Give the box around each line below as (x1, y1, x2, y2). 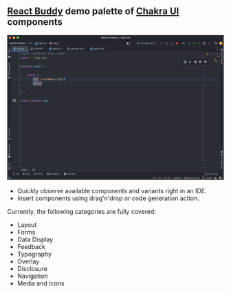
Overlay (16, 257, 40, 265)
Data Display (16, 235, 54, 243)
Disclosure (16, 265, 48, 273)
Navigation (16, 272, 48, 281)
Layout (16, 221, 37, 229)
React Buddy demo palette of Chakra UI (7, 6, 179, 17)
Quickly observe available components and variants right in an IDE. (16, 187, 208, 195)
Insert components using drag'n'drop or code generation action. (16, 194, 199, 202)
